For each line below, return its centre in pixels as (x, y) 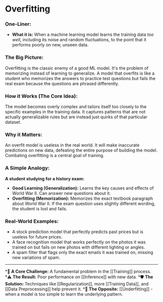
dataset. (13, 122)
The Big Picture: (24, 58)
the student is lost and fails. (40, 208)
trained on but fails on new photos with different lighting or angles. (79, 247)
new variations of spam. (36, 257)
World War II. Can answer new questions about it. (61, 193)
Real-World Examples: (32, 221)
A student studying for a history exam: (45, 178)
